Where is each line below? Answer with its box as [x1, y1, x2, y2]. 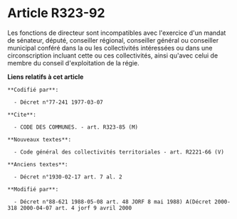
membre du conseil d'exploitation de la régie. [7, 58, 140, 67]
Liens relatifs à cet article [7, 73, 84, 81]
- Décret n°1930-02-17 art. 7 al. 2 [14, 173, 122, 181]
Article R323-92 [7, 5, 105, 21]
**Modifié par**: [7, 186, 59, 193]
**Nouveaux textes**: [7, 136, 72, 143]
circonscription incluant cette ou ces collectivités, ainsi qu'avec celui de [7, 51, 218, 60]
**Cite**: [7, 111, 37, 118]
